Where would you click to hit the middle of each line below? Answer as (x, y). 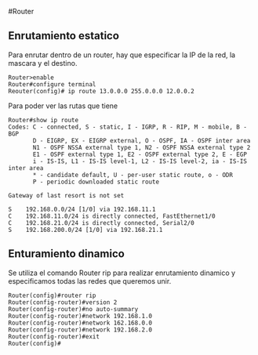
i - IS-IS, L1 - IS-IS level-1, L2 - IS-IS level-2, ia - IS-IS (140, 161)
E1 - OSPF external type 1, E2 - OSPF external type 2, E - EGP (140, 154)
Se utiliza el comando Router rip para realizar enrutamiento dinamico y (122, 273)
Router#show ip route (44, 120)
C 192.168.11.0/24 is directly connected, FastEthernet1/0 (112, 216)
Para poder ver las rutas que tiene (63, 106)
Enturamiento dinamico (67, 254)
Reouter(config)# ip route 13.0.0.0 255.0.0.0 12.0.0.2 (101, 91)
